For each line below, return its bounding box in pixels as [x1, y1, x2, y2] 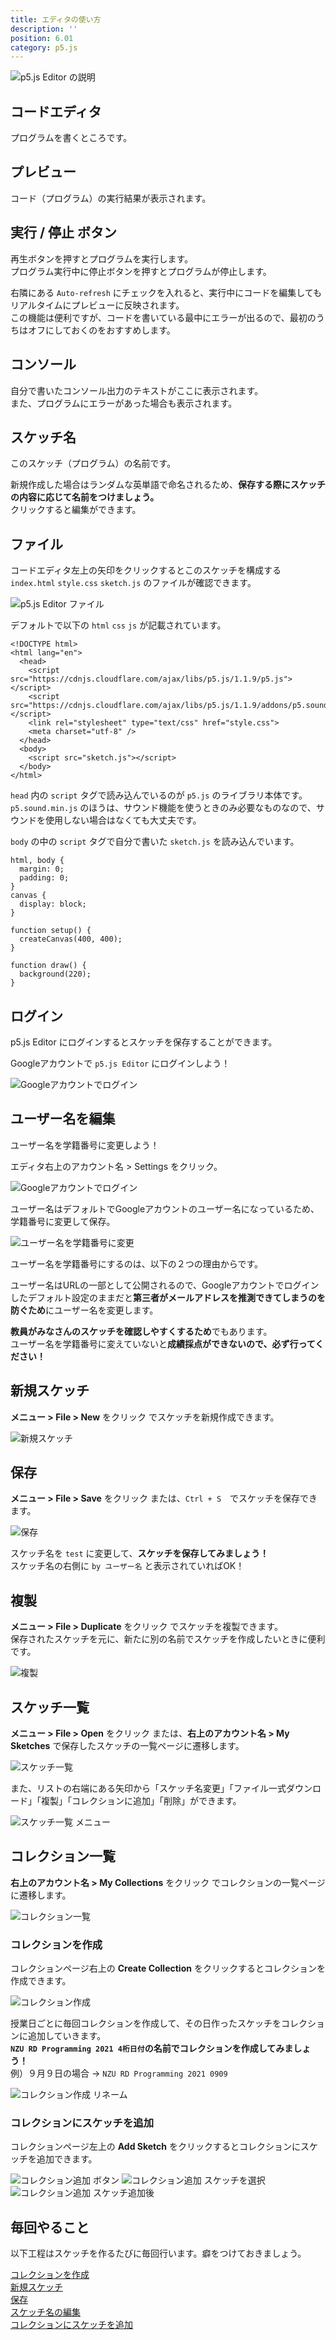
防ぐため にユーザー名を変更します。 [10, 1304, 159, 1316]
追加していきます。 [27, 2030, 107, 2042]
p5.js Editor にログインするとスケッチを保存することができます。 [10, 1036, 278, 1048]
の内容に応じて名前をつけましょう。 [10, 491, 160, 503]
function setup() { [10, 926, 92, 936]
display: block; [19, 899, 87, 910]
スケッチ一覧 [10, 1699, 90, 1716]
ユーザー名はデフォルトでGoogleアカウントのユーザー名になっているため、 [10, 1202, 320, 1215]
